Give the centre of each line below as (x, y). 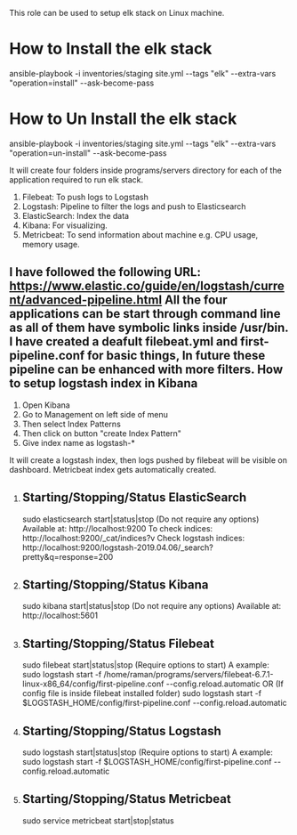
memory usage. (51, 244)
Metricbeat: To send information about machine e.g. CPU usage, (140, 234)
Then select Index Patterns (72, 424)
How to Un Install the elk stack (123, 119)
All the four (196, 300)
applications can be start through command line (145, 314)
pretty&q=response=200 (68, 556)
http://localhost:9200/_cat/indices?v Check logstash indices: (133, 538)
